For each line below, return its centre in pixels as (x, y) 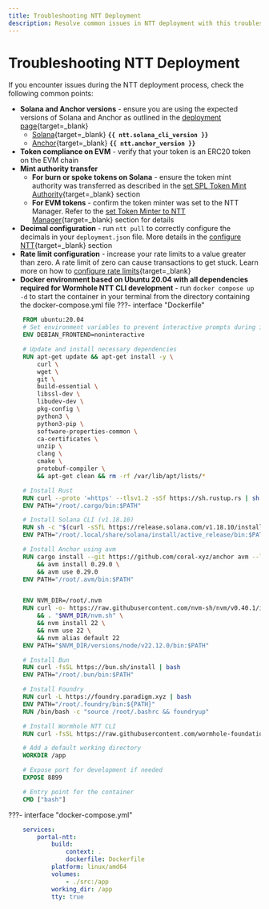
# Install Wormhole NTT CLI (69, 726)
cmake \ (50, 461)
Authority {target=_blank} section (86, 194)
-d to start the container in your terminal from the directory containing (135, 297)
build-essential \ (68, 387)
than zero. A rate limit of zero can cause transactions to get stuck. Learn (139, 262)
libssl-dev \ (59, 394)
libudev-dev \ (60, 402)
